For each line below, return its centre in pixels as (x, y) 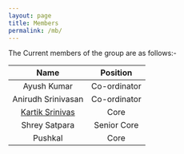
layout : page (30, 16)
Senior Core (116, 125)
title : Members (34, 23)
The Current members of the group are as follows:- (93, 53)
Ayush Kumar (48, 86)
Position (116, 73)
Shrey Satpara (48, 125)
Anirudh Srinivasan (48, 99)
